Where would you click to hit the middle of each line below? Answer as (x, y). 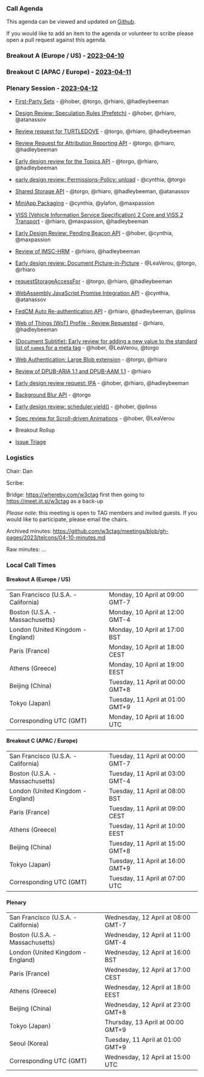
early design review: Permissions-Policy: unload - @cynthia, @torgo (100, 180)
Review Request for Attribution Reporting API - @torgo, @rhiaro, (95, 143)
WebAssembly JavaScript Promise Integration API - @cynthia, (92, 293)
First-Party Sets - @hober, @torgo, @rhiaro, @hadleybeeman (92, 101)
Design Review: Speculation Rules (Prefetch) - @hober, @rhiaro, (95, 113)
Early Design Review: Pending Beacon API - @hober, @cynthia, (94, 233)
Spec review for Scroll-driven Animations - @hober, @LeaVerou (95, 419)
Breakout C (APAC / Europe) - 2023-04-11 (69, 72)
